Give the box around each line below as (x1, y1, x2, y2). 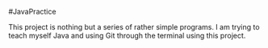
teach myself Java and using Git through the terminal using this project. (8, 31, 246, 40)
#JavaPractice (8, 7, 57, 16)
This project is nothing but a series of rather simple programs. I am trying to (8, 22, 260, 31)
